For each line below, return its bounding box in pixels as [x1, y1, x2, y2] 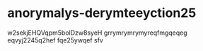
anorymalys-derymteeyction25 [7, 5, 197, 21]
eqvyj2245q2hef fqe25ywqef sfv [7, 35, 104, 44]
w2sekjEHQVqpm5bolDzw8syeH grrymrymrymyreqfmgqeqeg [7, 28, 187, 37]
